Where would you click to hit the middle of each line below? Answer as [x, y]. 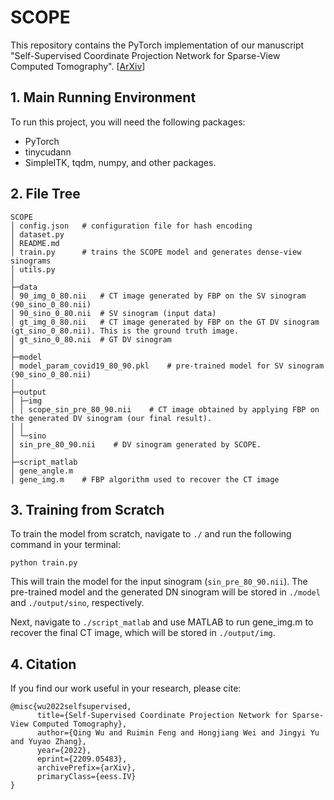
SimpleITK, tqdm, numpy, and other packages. [120, 162]
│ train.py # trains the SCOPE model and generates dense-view [156, 252]
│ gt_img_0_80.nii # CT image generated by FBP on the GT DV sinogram [165, 322]
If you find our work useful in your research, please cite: [126, 688]
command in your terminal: [65, 545]
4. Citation [43, 664]
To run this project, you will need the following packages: [128, 122]
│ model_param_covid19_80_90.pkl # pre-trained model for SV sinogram [167, 366]
